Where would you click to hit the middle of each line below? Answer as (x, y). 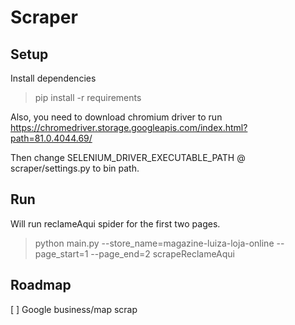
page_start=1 (61, 253)
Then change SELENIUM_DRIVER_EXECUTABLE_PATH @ (128, 157)
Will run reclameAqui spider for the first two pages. (115, 223)
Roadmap (41, 285)
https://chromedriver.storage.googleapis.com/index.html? (129, 127)
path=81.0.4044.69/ (51, 138)
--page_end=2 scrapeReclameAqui (163, 253)
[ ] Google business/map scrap (74, 309)
